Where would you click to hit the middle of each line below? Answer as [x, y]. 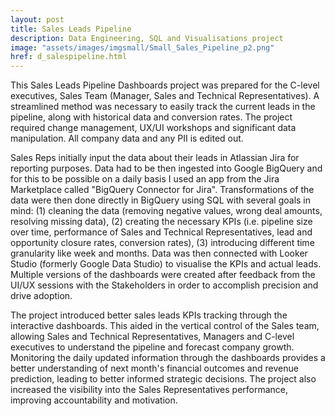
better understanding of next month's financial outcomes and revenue [154, 368]
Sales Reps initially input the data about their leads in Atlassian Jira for [155, 158]
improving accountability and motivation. [94, 400]
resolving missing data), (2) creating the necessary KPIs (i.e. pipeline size [161, 222]
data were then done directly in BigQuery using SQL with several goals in [161, 200]
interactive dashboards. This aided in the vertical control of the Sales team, [165, 326]
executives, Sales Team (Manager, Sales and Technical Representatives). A [165, 96]
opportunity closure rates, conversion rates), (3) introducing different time [162, 243]
